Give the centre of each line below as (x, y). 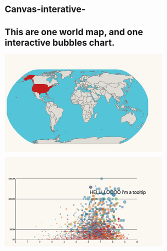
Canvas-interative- (45, 9)
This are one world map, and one (74, 32)
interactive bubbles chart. (60, 43)
